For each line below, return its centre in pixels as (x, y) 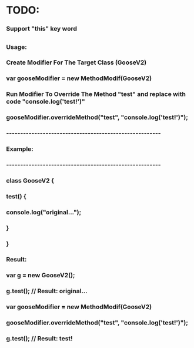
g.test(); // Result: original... (47, 291)
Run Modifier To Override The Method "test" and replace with (96, 94)
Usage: (17, 47)
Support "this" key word (42, 29)
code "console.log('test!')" (46, 102)
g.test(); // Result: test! (39, 339)
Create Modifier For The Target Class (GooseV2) (76, 62)
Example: (20, 149)
